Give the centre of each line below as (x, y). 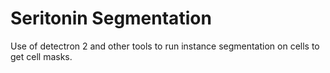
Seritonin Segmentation (111, 18)
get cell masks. (41, 56)
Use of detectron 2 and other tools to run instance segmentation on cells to (165, 46)
